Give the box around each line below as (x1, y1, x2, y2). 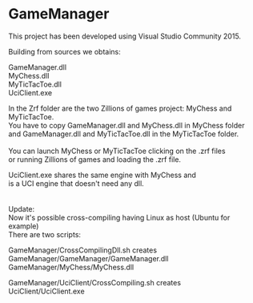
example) (8, 221, 39, 231)
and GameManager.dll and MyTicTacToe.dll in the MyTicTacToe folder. (8, 129, 239, 139)
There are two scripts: (8, 229, 82, 239)
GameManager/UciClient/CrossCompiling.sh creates (8, 277, 182, 287)
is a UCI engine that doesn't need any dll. (8, 178, 144, 188)
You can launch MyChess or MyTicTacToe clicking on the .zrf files (8, 146, 226, 156)
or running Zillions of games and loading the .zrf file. (8, 154, 182, 164)
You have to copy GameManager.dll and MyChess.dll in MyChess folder (8, 120, 245, 130)
